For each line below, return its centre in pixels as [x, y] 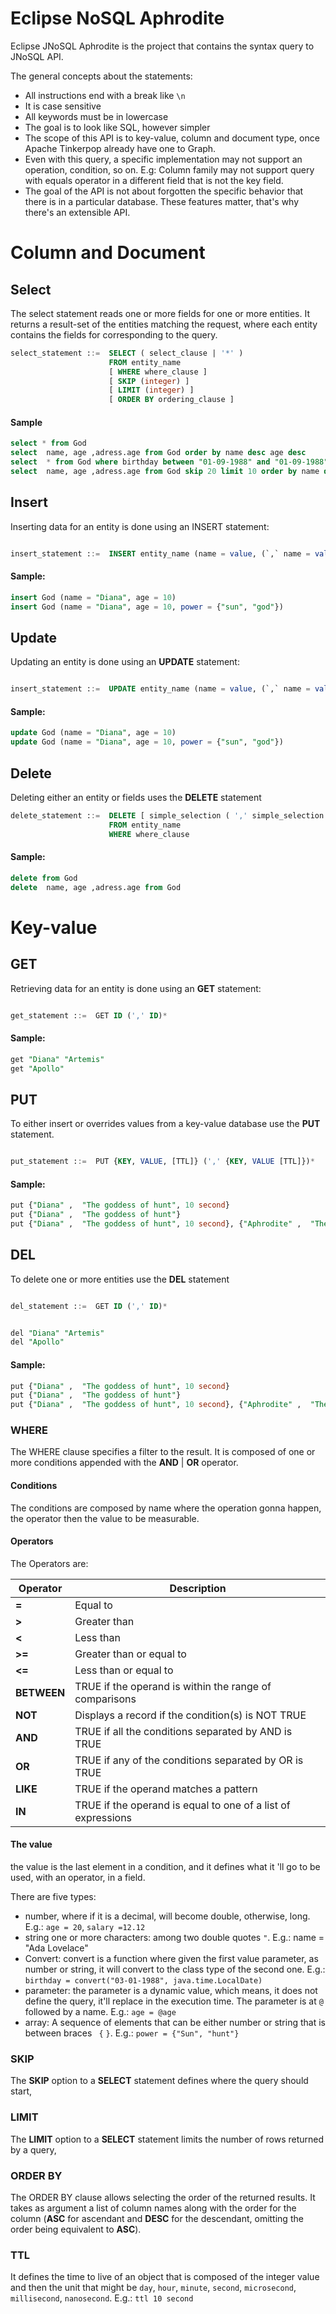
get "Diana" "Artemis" [57, 1059]
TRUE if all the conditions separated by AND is [183, 1731]
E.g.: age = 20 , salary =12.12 [85, 1927]
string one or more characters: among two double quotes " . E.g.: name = [174, 1938]
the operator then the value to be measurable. [105, 1518]
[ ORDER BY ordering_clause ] [171, 400]
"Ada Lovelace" [56, 1948]
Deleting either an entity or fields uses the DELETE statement [136, 797]
